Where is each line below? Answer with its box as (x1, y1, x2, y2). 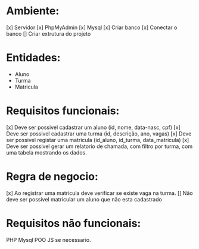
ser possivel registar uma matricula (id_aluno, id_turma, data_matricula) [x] (6, 136, 189, 143)
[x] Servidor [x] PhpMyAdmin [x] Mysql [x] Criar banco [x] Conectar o (6, 24, 178, 31)
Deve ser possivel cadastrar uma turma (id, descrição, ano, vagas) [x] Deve (6, 130, 192, 137)
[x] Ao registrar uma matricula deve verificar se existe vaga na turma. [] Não (6, 189, 193, 197)
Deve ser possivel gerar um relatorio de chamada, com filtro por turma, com (6, 143, 192, 150)
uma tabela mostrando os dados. (6, 149, 88, 156)
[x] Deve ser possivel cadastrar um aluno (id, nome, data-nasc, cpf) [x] (6, 124, 181, 131)
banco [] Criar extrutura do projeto (6, 30, 91, 37)
